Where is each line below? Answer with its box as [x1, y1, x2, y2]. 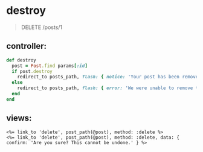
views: [6, 113, 32, 124]
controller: [6, 41, 47, 51]
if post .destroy [11, 68, 53, 74]
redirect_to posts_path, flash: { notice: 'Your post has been [17, 74, 180, 80]
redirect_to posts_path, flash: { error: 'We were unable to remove [17, 85, 193, 91]
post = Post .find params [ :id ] [11, 63, 88, 69]
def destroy [6, 57, 36, 63]
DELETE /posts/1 [21, 24, 63, 31]
